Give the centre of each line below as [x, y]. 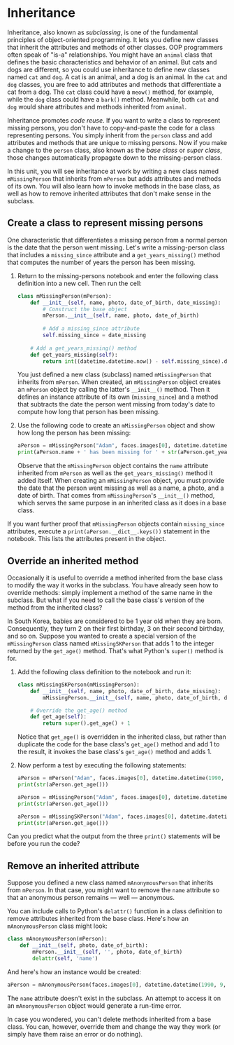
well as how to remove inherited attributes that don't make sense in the [109, 193]
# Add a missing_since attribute [91, 329]
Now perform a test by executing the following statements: [102, 765]
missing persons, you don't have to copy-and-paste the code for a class [111, 128]
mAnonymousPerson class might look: [58, 926]
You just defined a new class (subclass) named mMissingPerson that [114, 375]
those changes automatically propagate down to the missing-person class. [115, 157]
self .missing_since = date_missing [95, 335]
